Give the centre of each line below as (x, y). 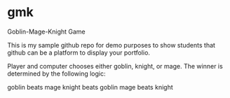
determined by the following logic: (57, 73)
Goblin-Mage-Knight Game (46, 31)
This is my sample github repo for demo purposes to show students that (111, 45)
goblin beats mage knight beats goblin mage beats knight (90, 87)
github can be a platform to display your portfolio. (79, 52)
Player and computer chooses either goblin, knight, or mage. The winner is (115, 66)
